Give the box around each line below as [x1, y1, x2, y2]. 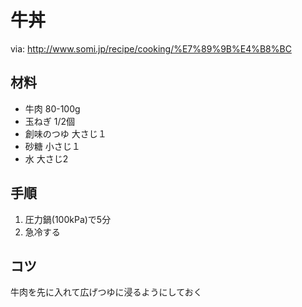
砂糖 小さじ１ [24, 140, 81, 152]
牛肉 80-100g [24, 102, 81, 115]
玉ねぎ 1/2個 [24, 115, 76, 127]
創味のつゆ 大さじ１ [24, 127, 107, 140]
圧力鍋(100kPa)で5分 [24, 213, 112, 225]
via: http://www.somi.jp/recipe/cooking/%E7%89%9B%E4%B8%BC [10, 42, 292, 55]
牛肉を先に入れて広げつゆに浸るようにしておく [10, 286, 203, 298]
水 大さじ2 [24, 152, 69, 165]
